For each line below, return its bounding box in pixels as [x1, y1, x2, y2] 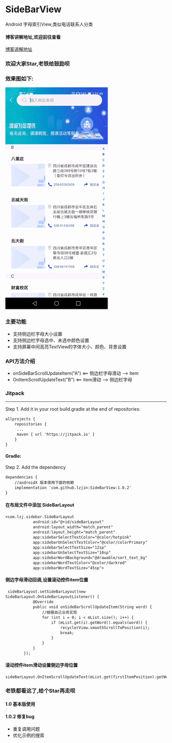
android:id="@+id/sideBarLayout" [32, 519, 104, 525]
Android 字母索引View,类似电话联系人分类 [5, 21, 93, 27]
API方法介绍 [5, 357, 35, 365]
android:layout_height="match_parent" [32, 529, 116, 535]
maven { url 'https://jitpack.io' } [16, 432, 95, 437]
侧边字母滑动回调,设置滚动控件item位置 [5, 577, 89, 583]
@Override [32, 599, 54, 604]
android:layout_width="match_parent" [32, 524, 114, 530]
